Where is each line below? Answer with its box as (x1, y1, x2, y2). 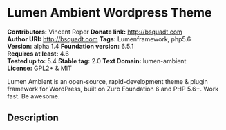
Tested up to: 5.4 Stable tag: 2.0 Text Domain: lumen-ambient (7, 56, 187, 65)
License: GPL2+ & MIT (7, 64, 73, 72)
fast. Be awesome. (7, 91, 60, 100)
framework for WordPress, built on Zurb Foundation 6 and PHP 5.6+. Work (7, 85, 219, 93)
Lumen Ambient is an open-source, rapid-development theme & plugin (7, 77, 209, 85)
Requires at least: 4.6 (7, 50, 70, 58)
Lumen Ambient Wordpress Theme (7, 5, 212, 21)
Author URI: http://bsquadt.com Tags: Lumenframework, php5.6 (7, 34, 191, 43)
